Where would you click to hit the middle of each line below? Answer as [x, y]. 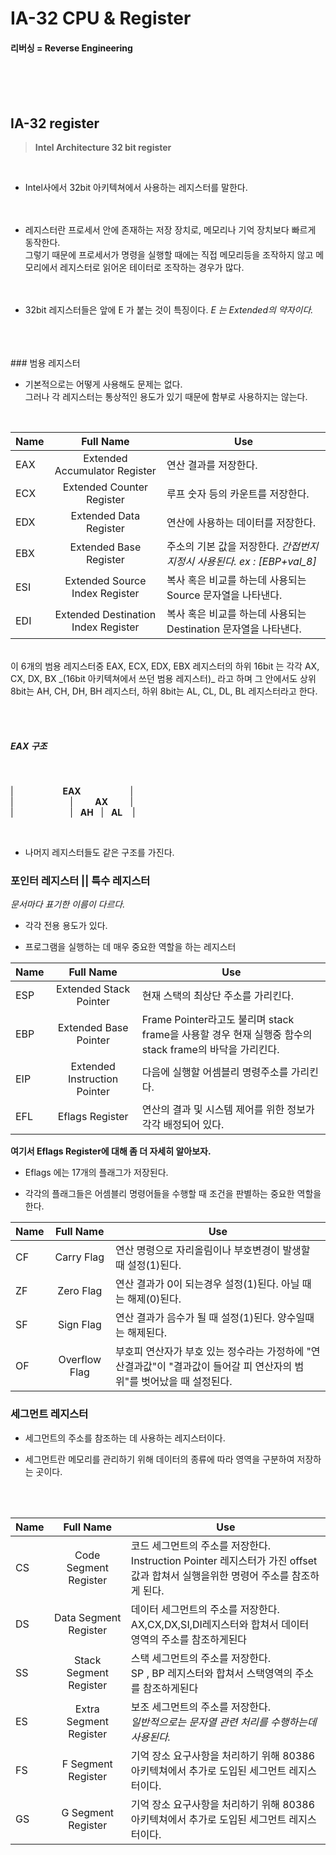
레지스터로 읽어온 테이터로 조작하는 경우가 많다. [152, 268]
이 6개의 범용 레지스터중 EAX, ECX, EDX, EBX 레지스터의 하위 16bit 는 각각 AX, [165, 666]
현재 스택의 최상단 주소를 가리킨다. [217, 996]
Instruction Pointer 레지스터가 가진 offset [224, 1560]
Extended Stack [93, 989]
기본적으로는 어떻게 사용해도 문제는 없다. [103, 384]
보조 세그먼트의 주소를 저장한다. [201, 1707]
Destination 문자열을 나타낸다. [234, 629]
